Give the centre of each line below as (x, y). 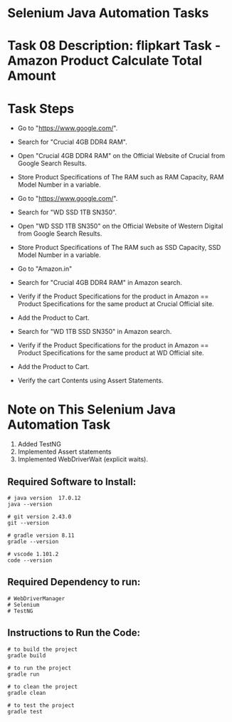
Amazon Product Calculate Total (105, 61)
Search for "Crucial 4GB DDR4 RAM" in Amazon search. (100, 283)
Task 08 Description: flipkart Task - (114, 46)
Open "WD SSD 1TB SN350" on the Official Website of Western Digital (120, 226)
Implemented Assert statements (64, 452)
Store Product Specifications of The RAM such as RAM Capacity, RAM (121, 177)
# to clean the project (43, 686)
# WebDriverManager (36, 598)
